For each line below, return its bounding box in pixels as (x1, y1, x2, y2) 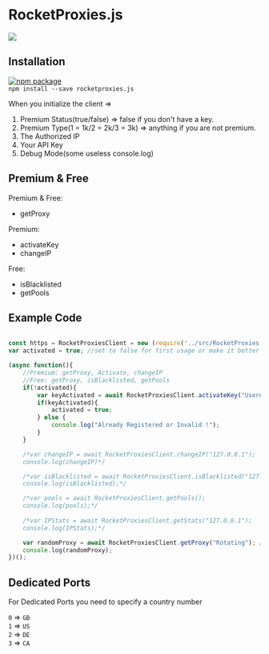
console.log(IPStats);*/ (22, 524, 106, 532)
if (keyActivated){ (37, 399, 98, 407)
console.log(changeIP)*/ (22, 457, 106, 466)
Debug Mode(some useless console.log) (19, 148, 155, 158)
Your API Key (19, 140, 64, 149)
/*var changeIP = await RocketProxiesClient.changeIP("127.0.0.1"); (22, 450, 256, 458)
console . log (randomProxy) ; (22, 546, 113, 554)
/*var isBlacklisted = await (22, 472, 120, 481)
